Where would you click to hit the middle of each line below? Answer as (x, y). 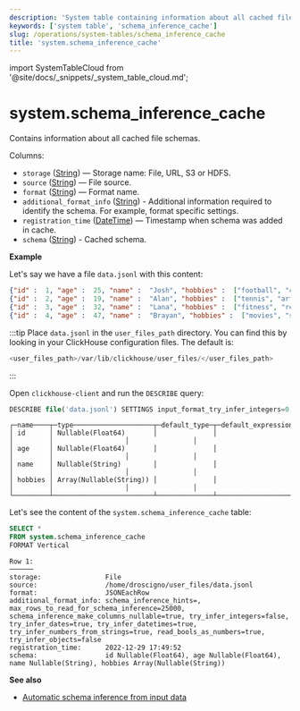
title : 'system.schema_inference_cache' (86, 42)
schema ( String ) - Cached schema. (84, 240)
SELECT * (25, 529)
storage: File (66, 578)
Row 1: (21, 562)
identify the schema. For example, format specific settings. (130, 211)
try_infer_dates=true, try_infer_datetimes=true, (104, 624)
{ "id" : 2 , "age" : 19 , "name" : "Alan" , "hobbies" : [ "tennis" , (142, 299)
